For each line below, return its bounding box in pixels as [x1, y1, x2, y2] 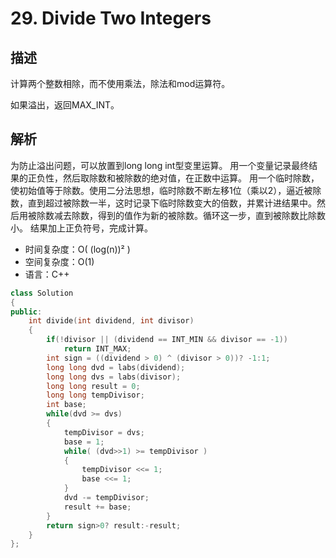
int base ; [46, 400, 87, 410]
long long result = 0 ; [46, 381, 141, 391]
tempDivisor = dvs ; [63, 427, 145, 437]
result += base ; [63, 502, 132, 512]
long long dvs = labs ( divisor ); [46, 372, 182, 382]
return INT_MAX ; [63, 344, 132, 354]
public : [10, 307, 43, 317]
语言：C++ [24, 268, 70, 280]
